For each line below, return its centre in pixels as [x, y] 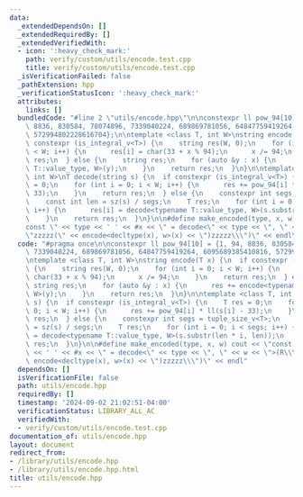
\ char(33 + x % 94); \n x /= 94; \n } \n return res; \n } [157, 277]
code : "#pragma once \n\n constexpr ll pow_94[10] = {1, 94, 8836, [143, 244]
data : [19, 18]
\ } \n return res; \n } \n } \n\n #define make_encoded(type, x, [155, 218]
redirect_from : [38, 453]
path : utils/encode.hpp [62, 386]
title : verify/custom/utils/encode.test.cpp [110, 68]
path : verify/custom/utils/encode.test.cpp [109, 59]
